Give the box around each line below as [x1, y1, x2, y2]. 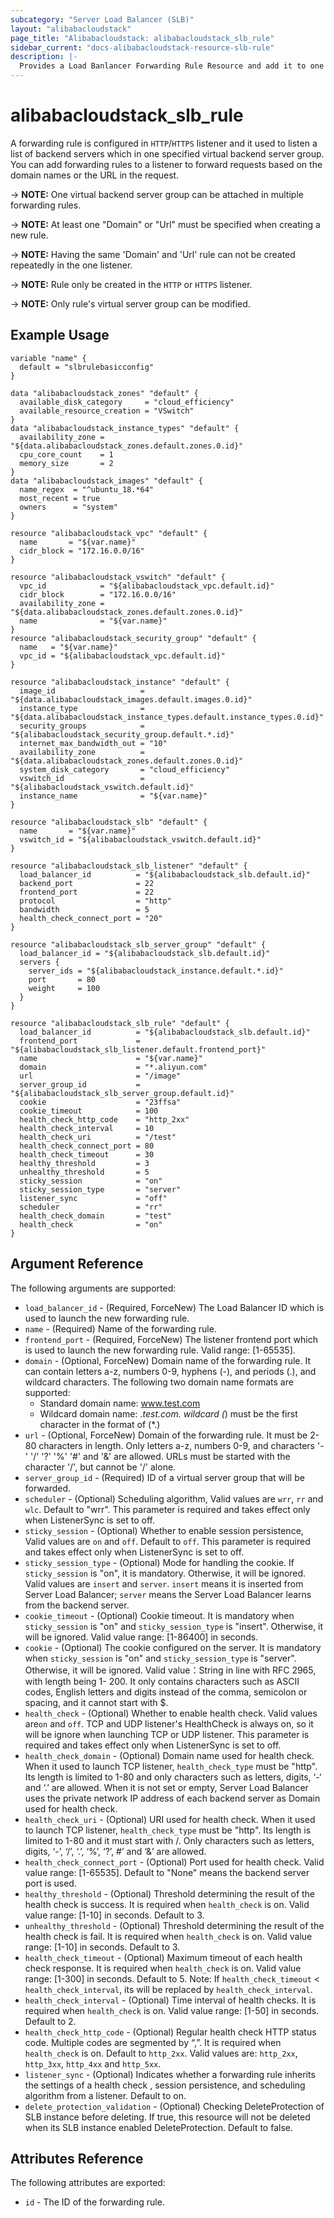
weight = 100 [28, 983, 101, 993]
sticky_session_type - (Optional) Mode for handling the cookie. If [24, 1556, 295, 1568]
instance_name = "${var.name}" [19, 791, 208, 801]
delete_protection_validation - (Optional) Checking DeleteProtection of [24, 2100, 325, 2112]
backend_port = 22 [19, 878, 155, 888]
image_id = [19, 686, 145, 696]
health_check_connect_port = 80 [19, 1141, 155, 1151]
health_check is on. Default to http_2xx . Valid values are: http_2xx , [24, 2047, 298, 2059]
